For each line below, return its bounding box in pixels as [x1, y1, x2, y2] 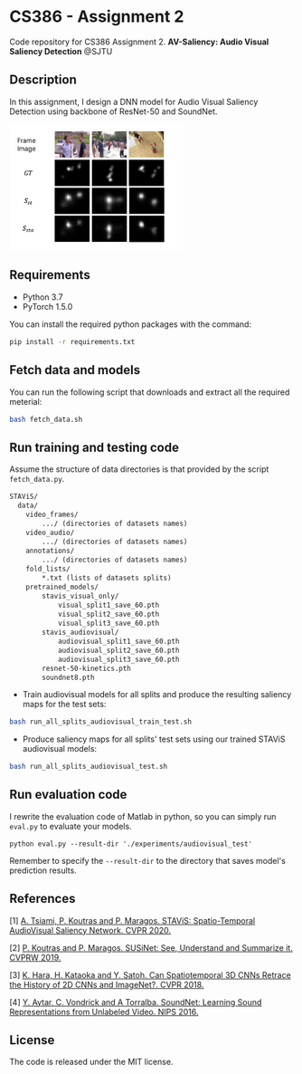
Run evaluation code [9, 787, 127, 802]
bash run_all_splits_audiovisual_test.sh [9, 762, 168, 772]
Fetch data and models [9, 362, 141, 378]
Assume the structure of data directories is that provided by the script [9, 464, 269, 475]
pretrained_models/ [25, 582, 99, 592]
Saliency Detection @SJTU [9, 45, 113, 56]
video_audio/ [25, 528, 75, 538]
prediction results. [9, 865, 77, 876]
